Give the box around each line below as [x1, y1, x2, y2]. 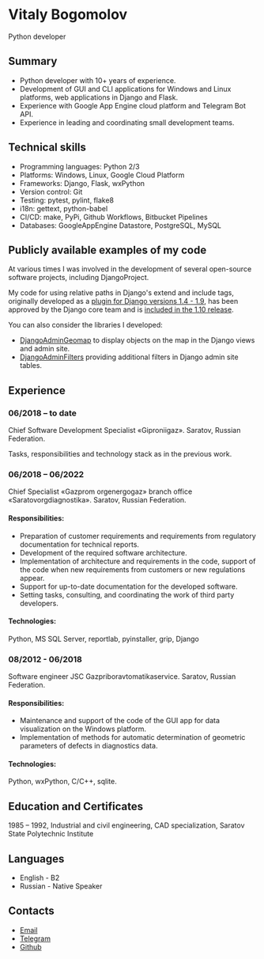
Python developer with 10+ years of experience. [19, 75, 176, 85]
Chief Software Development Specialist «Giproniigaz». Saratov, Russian [8, 426, 241, 435]
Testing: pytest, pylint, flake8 [19, 195, 115, 205]
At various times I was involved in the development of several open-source [8, 264, 252, 274]
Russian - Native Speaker [19, 881, 103, 891]
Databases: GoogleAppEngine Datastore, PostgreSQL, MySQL [19, 220, 222, 230]
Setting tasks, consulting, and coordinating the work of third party [19, 589, 235, 599]
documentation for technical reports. [19, 540, 140, 549]
